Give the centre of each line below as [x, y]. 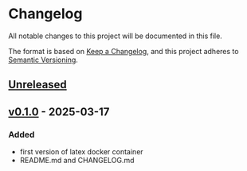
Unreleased [38, 85]
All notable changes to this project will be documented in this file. [116, 36]
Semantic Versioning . [43, 60]
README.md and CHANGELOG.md [77, 161]
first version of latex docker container [81, 152]
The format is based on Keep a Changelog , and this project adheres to [123, 51]
